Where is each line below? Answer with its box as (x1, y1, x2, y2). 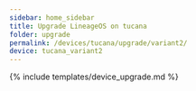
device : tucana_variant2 (9, 47, 103, 56)
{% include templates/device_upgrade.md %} (9, 71, 179, 82)
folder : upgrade (9, 30, 70, 39)
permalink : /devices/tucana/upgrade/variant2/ (9, 38, 188, 48)
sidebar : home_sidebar (9, 13, 95, 23)
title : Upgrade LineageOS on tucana (9, 22, 147, 31)
